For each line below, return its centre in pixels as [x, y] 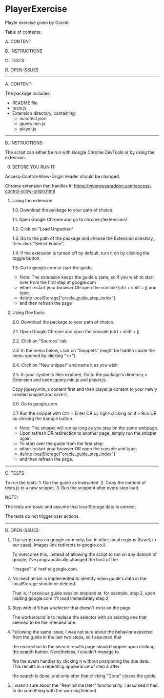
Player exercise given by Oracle [37, 22]
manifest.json [33, 118]
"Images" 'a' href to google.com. [45, 569]
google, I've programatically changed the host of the [65, 559]
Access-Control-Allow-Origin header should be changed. [63, 176]
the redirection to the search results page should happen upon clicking [83, 646]
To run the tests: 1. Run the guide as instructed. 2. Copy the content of [76, 483]
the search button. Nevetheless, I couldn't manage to [65, 652]
